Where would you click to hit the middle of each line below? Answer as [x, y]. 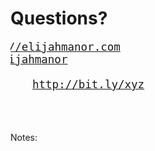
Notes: [24, 137]
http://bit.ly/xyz [88, 84]
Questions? [59, 18]
